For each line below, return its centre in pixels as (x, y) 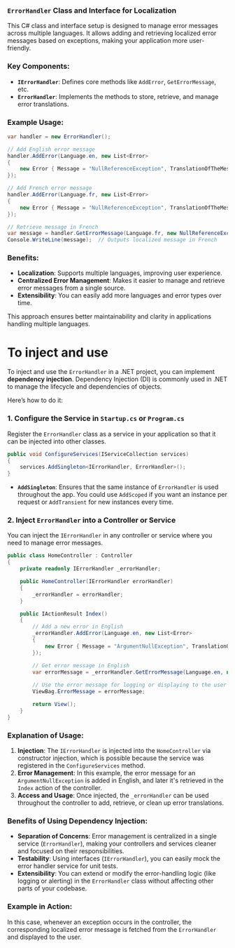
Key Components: (38, 67)
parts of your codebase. (52, 888)
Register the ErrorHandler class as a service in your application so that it (112, 434)
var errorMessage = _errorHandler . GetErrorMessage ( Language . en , (128, 672)
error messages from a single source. (71, 288)
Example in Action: (40, 907)
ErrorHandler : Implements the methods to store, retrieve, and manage (118, 96)
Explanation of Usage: (45, 735)
